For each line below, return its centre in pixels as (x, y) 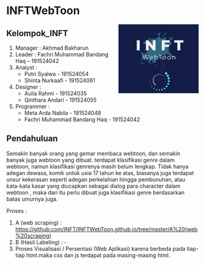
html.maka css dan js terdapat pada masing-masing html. (98, 255)
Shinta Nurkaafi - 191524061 (60, 80)
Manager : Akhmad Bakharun (52, 48)
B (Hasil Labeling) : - (41, 242)
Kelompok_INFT (37, 33)
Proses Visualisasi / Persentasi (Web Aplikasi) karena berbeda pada (100, 248)
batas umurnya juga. (32, 199)
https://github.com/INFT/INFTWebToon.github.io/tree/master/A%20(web (106, 229)
